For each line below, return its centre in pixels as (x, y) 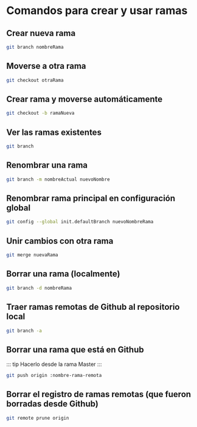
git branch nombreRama (35, 47)
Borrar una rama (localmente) (63, 274)
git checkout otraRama (35, 80)
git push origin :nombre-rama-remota (54, 376)
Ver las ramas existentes (54, 132)
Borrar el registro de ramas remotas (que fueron (99, 394)
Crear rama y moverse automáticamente (85, 99)
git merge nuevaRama (33, 255)
